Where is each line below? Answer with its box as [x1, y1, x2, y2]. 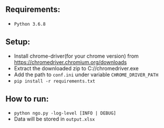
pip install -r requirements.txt [13, 78, 96, 84]
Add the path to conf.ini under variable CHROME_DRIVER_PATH [13, 71, 159, 78]
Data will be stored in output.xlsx [13, 116, 95, 123]
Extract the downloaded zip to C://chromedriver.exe [13, 65, 139, 72]
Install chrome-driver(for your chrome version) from [13, 52, 139, 59]
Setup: [5, 37, 30, 47]
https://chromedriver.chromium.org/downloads [13, 58, 127, 66]
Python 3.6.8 [13, 21, 46, 27]
